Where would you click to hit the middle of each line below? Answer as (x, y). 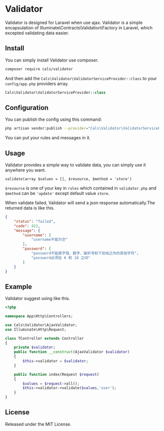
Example (19, 287)
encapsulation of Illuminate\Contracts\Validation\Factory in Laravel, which (79, 27)
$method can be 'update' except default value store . (57, 193)
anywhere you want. (26, 170)
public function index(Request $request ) (56, 374)
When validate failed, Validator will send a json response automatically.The (80, 203)
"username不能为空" (50, 240)
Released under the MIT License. (38, 424)
